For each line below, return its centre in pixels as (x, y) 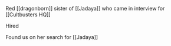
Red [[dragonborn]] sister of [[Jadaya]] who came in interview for (85, 8)
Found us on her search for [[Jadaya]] (52, 37)
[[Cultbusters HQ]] (28, 15)
